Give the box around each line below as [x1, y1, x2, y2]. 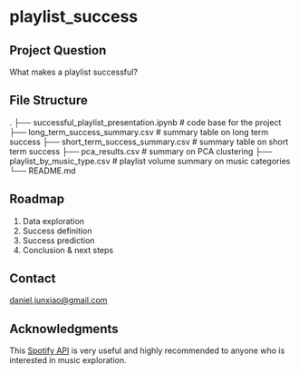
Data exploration [22, 215, 84, 226]
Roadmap [9, 192, 65, 207]
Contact [9, 271, 56, 287]
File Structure [9, 93, 88, 108]
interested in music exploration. [9, 355, 127, 366]
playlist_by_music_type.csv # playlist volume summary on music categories [9, 155, 291, 166]
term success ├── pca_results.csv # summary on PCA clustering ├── [9, 145, 273, 156]
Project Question [9, 43, 107, 58]
